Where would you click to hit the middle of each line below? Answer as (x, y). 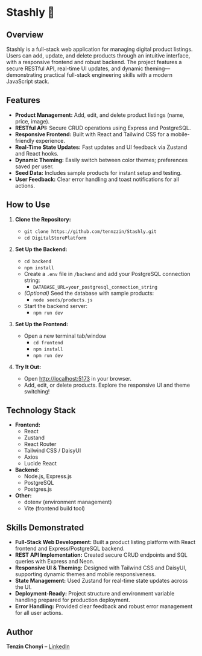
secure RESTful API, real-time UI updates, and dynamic (75, 68)
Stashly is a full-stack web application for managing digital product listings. (99, 49)
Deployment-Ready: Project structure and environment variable (95, 594)
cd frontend (48, 343)
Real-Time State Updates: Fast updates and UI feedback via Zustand (101, 147)
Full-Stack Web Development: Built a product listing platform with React (105, 542)
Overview (25, 35)
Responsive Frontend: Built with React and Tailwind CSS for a (92, 134)
